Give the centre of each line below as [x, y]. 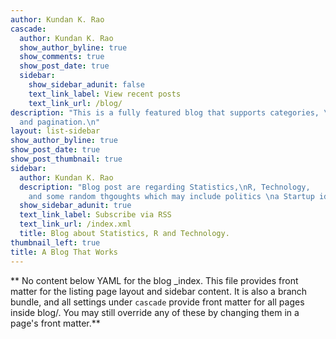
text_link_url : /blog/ [75, 103]
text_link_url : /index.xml [75, 224]
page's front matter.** [55, 323]
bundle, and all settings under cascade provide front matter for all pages [157, 302]
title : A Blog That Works [64, 252]
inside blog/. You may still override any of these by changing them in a [155, 312]
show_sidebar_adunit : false [86, 85]
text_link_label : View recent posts [105, 94]
